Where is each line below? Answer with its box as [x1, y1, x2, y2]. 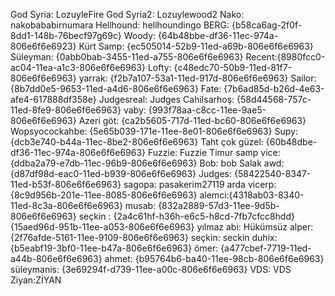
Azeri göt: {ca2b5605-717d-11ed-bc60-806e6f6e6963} [78, 115, 307, 126]
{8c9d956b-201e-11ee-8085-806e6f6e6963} [10, 189, 198, 201]
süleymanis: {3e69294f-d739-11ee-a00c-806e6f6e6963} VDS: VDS [10, 264, 292, 275]
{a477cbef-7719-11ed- [220, 242, 312, 254]
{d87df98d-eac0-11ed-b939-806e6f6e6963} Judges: [10, 168, 233, 179]
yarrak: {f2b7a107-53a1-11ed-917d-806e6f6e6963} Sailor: [78, 72, 317, 84]
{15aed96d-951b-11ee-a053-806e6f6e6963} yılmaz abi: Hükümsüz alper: [10, 221, 314, 233]
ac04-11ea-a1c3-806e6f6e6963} [10, 62, 146, 73]
